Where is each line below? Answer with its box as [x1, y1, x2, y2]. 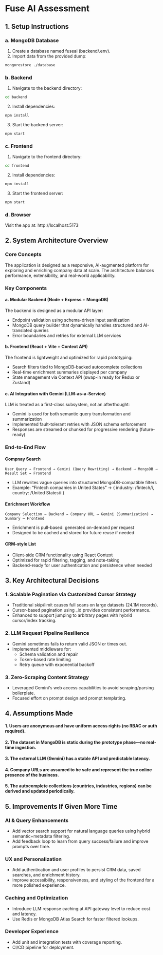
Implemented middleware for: [12, 646, 72, 652]
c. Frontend [5, 142, 33, 149]
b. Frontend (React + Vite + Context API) [5, 344, 88, 350]
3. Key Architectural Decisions [5, 576, 99, 585]
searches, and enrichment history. [12, 872, 81, 878]
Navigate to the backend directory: [12, 85, 82, 91]
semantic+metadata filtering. [12, 833, 71, 839]
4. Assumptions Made [5, 709, 73, 718]
